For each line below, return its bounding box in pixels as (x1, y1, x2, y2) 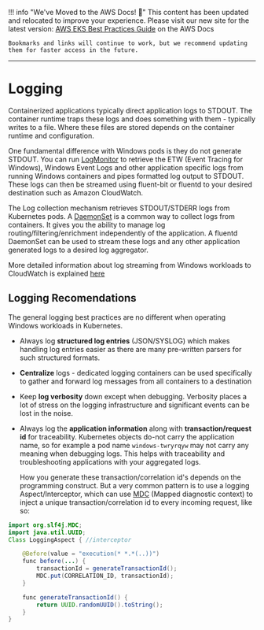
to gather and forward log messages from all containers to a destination (19, 376, 252, 386)
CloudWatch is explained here (8, 269, 105, 278)
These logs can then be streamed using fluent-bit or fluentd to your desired (8, 180, 253, 189)
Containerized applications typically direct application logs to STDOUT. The (8, 106, 253, 115)
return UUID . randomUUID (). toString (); (36, 601, 163, 609)
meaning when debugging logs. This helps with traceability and (19, 449, 225, 458)
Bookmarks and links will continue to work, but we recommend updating (8, 39, 247, 47)
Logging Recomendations (8, 291, 137, 305)
